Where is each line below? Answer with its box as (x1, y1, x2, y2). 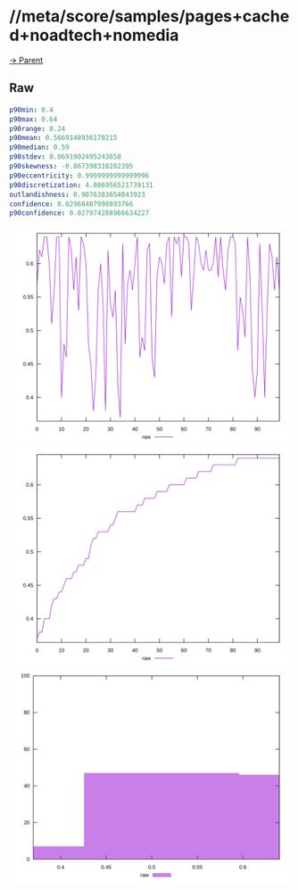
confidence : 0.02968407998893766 (9, 199, 134, 209)
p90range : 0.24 (9, 124, 66, 133)
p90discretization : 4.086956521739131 (9, 180, 153, 189)
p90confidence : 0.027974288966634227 (9, 209, 150, 218)
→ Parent (9, 54, 44, 65)
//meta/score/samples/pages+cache (9, 6, 290, 27)
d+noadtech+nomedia (9, 25, 179, 45)
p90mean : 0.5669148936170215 (9, 134, 118, 143)
